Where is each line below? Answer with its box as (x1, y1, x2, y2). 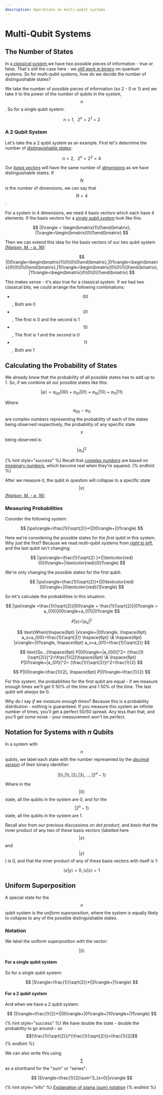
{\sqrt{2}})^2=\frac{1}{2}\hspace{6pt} (27, 654, 103, 660)
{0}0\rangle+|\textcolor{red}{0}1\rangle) (38, 560, 119, 566)
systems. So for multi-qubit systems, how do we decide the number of (5, 71, 146, 77)
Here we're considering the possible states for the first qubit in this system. (5, 535, 156, 541)
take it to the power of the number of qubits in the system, (5, 91, 122, 97)
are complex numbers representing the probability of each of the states (5, 416, 148, 422)
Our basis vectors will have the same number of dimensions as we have (5, 165, 149, 171)
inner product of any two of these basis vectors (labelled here (5, 827, 129, 833)
